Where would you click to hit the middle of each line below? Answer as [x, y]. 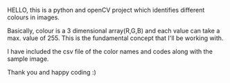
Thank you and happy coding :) [52, 72]
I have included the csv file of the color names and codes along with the [110, 52]
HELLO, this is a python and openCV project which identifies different [106, 10]
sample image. [28, 59]
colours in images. [34, 17]
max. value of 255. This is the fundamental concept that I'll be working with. [115, 38]
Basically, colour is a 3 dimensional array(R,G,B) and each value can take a [114, 31]
